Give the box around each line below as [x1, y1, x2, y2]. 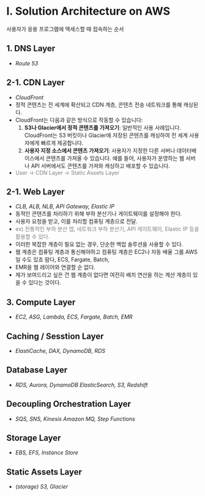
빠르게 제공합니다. [40, 139, 84, 146]
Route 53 [15, 59, 39, 67]
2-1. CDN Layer [6, 78, 65, 88]
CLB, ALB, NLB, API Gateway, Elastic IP [15, 203, 115, 210]
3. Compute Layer [6, 297, 76, 307]
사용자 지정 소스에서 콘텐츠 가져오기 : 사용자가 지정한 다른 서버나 [24, 147, 176, 154]
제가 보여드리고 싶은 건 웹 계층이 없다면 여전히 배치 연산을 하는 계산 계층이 [15, 271, 192, 279]
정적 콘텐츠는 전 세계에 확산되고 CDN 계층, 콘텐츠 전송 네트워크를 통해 [15, 101, 182, 108]
